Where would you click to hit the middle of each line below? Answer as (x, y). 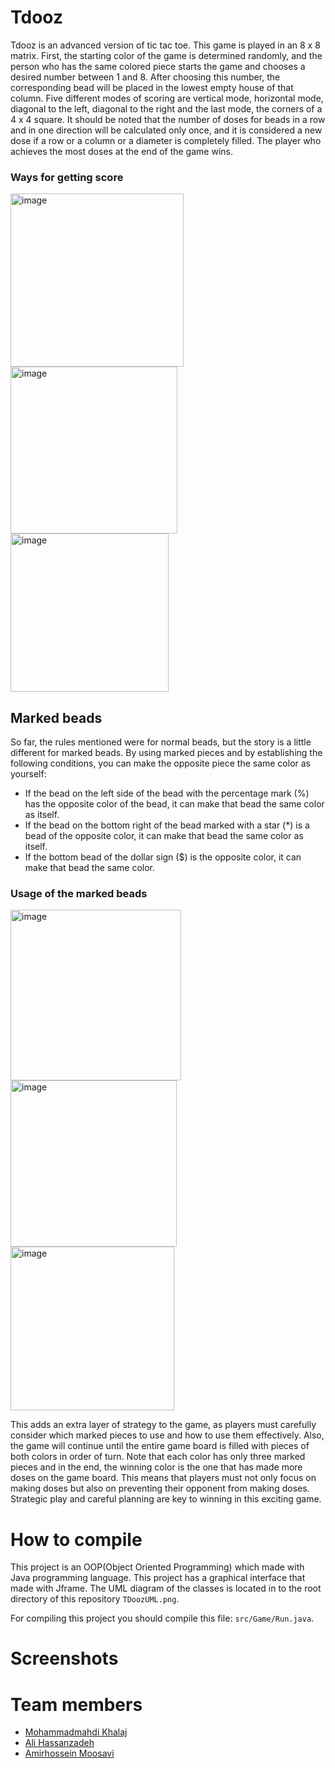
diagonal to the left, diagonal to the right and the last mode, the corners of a (166, 108)
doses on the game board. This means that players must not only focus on (163, 1478)
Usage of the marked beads (79, 893)
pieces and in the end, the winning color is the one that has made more (156, 1467)
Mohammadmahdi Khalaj (76, 1732)
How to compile (76, 1539)
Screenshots (64, 1658)
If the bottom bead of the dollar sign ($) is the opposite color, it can (163, 857)
